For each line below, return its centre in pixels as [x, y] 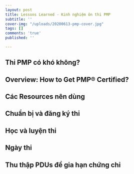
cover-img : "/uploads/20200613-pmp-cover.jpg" [54, 24]
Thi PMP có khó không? [43, 62]
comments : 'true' [23, 33]
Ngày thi [19, 148]
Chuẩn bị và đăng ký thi [42, 114]
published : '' [20, 38]
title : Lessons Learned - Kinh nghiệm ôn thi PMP [58, 15]
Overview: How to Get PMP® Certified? [67, 79]
